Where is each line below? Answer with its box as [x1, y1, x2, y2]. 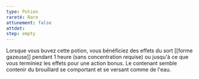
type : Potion [6, 8, 39, 15]
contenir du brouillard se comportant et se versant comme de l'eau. [6, 66, 171, 73]
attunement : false [6, 20, 52, 26]
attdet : [6, 25, 26, 31]
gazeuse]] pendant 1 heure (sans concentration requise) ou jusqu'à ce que [6, 53, 189, 61]
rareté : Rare [6, 14, 39, 20]
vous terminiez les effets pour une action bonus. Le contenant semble [6, 60, 177, 67]
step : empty [6, 31, 36, 37]
